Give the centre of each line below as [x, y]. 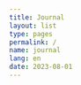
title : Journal [37, 17]
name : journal [35, 50]
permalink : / [33, 42]
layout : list [33, 26]
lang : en [25, 58]
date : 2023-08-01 [41, 67]
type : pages [31, 34]
